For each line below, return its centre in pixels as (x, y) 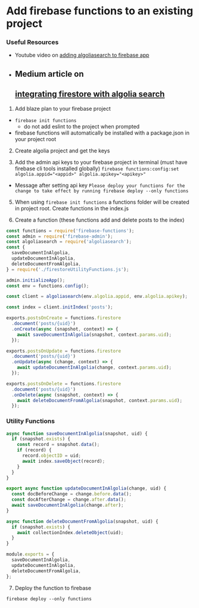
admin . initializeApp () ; (36, 280)
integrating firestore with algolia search (90, 94)
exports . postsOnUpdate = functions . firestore (63, 351)
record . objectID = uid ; (52, 456)
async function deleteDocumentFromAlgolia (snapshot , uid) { (83, 521)
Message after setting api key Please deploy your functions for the (100, 185)
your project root (35, 139)
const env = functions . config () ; (48, 286)
